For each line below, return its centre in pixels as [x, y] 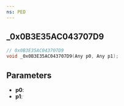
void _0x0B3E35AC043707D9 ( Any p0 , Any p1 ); [63, 56]
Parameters [29, 75]
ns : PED [16, 12]
